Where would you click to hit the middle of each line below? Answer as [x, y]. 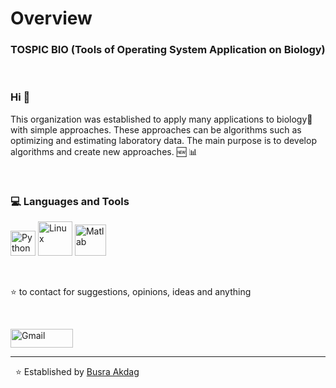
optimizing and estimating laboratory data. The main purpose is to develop [163, 140]
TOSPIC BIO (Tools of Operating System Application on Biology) [168, 50]
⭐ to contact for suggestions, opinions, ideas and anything [131, 292]
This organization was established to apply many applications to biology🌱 [161, 119]
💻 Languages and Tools [70, 201]
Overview [51, 18]
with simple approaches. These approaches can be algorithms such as [156, 129]
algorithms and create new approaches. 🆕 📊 [104, 151]
